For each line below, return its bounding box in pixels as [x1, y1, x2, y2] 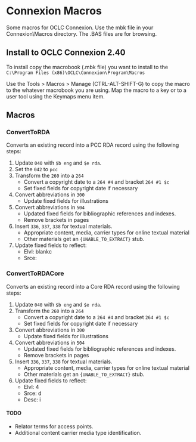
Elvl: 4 [23, 383, 39, 390]
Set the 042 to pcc [14, 166, 58, 173]
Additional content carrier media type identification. [14, 429, 142, 436]
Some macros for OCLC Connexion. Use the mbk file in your [6, 24, 154, 31]
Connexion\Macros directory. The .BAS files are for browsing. [6, 30, 157, 37]
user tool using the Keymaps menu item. [6, 92, 105, 100]
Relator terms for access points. [14, 422, 94, 430]
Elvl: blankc [23, 248, 52, 255]
